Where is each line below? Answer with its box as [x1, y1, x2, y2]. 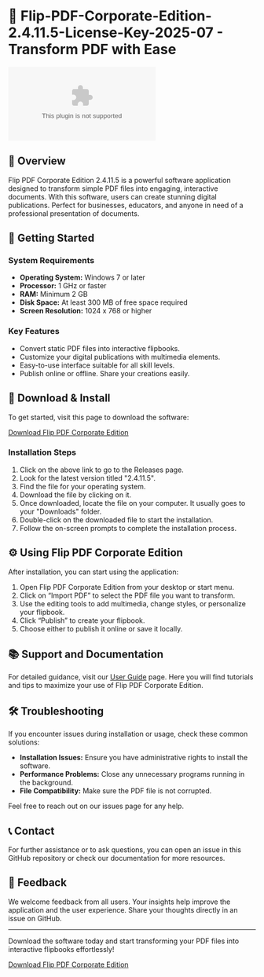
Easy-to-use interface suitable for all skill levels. [19, 360, 175, 370]
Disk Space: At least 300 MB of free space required [19, 298, 189, 307]
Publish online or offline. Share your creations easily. [19, 368, 190, 378]
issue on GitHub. [8, 913, 62, 923]
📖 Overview [8, 155, 66, 168]
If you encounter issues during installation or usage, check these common [8, 730, 248, 739]
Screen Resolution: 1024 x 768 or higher [19, 306, 152, 316]
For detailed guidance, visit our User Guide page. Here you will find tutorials [8, 672, 254, 682]
